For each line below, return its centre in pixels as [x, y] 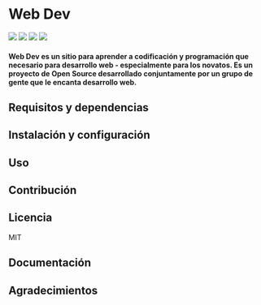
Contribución [43, 190]
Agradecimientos [53, 290]
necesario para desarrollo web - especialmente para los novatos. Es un [131, 65]
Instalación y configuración [79, 135]
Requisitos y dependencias [78, 107]
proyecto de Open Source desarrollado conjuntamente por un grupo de [131, 73]
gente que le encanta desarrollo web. [73, 82]
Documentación [50, 263]
